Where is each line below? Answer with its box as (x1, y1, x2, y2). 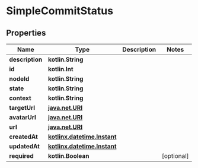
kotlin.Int (47, 65, 74, 73)
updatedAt (9, 142, 40, 150)
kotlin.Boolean (47, 152, 90, 160)
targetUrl (9, 104, 36, 112)
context (9, 94, 31, 102)
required (9, 152, 34, 160)
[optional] (161, 152, 189, 160)
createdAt (9, 132, 39, 141)
